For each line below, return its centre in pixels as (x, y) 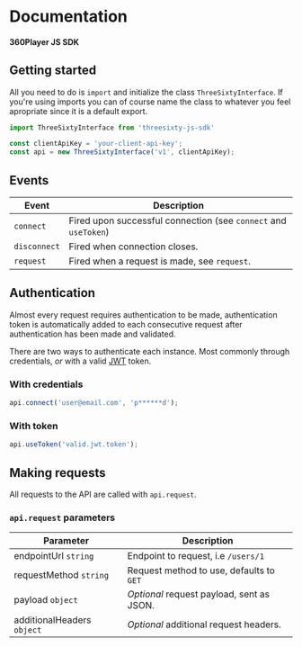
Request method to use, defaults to (201, 571)
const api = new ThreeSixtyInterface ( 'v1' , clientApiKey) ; (122, 152)
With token (34, 426)
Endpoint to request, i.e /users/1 (196, 556)
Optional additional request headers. (204, 625)
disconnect (37, 247)
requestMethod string (62, 575)
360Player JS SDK (44, 41)
